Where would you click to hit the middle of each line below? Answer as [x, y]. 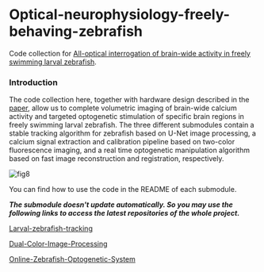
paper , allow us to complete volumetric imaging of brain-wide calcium [123, 108]
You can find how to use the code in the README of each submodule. [123, 190]
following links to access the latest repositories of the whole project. [124, 213]
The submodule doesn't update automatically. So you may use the [121, 205]
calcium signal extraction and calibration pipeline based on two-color [122, 142]
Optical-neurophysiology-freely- [120, 15]
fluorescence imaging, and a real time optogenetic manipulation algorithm [130, 150]
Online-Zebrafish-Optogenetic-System [72, 259]
